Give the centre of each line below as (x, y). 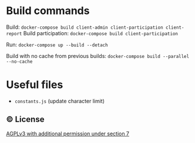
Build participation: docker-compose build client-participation (100, 33)
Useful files (35, 85)
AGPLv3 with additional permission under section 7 (68, 134)
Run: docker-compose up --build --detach (57, 45)
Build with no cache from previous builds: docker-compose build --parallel (98, 56)
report (14, 33)
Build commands (48, 11)
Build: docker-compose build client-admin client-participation (85, 27)
